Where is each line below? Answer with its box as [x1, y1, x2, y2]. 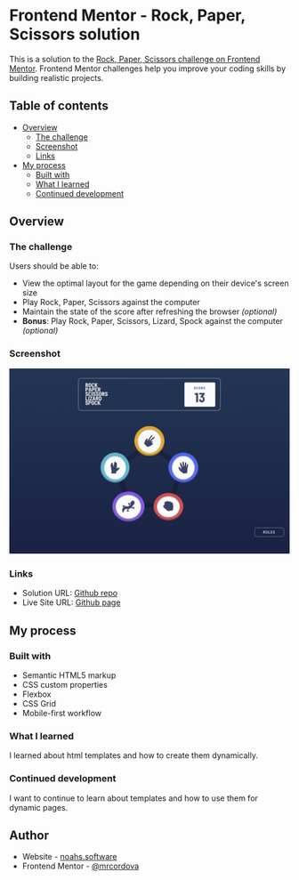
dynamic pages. [9, 802, 69, 812]
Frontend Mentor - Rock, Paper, [9, 5, 246, 26]
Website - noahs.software [21, 852, 117, 862]
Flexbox [21, 689, 52, 699]
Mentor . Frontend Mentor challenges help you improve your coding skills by [9, 63, 287, 74]
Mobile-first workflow [21, 707, 102, 718]
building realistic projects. [9, 72, 104, 83]
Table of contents [9, 99, 109, 114]
